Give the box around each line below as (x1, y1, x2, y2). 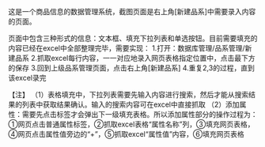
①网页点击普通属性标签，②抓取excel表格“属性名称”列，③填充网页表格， (8, 119, 255, 129)
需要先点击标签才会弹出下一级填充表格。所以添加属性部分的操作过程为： (21, 110, 258, 119)
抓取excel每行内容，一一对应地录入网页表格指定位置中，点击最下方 (36, 54, 256, 62)
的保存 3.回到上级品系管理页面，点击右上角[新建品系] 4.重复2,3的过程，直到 (8, 63, 255, 73)
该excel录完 (8, 73, 47, 82)
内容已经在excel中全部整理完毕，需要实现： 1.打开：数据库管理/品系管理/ (8, 43, 245, 53)
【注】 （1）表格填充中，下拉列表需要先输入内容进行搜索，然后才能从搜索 (8, 90, 249, 99)
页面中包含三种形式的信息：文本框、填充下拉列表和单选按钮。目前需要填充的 (8, 34, 258, 43)
